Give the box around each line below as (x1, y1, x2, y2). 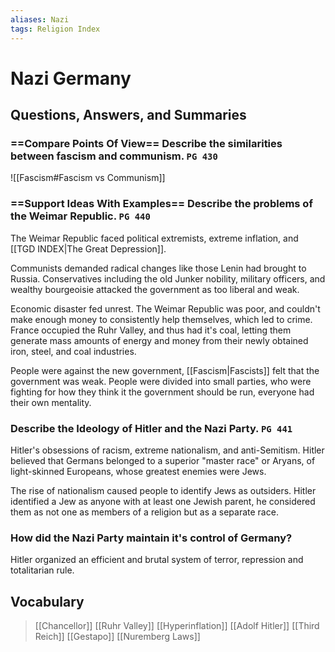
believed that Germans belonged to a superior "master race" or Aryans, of (10, 454, 316, 466)
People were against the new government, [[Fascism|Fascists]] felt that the (10, 364, 320, 376)
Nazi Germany (10, 67, 132, 90)
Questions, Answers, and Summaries (10, 107, 247, 124)
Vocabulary (10, 593, 85, 610)
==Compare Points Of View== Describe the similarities (10, 137, 283, 150)
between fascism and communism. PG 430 (10, 149, 218, 163)
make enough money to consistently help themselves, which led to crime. (10, 313, 313, 325)
